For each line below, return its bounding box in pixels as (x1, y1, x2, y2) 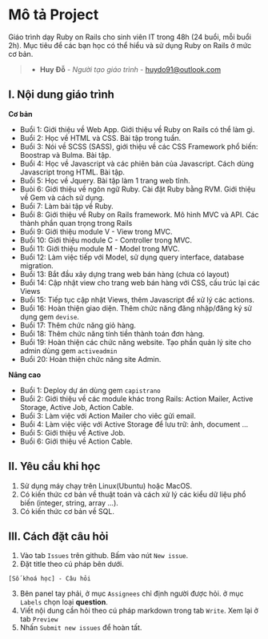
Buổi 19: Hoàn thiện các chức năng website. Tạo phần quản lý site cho (19, 337, 252, 347)
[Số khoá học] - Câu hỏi (8, 575, 91, 583)
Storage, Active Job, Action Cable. (19, 402, 134, 412)
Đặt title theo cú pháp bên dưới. (19, 559, 124, 569)
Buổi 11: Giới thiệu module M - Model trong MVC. (19, 243, 180, 253)
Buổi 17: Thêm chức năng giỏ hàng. (19, 320, 136, 330)
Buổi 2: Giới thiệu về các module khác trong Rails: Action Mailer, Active (19, 394, 254, 404)
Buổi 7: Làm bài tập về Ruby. (19, 201, 114, 211)
